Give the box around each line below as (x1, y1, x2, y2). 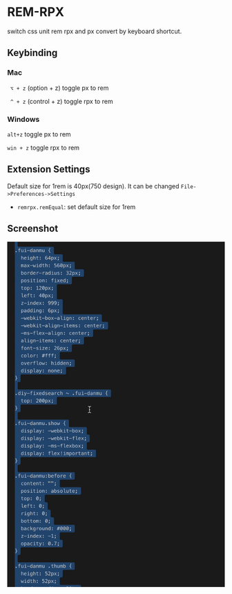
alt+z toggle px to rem (7, 129, 71, 138)
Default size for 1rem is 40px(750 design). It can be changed (7, 181, 180, 190)
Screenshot (7, 223, 59, 235)
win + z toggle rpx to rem (7, 143, 80, 152)
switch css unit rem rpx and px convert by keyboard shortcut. (7, 27, 182, 35)
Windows (7, 114, 40, 124)
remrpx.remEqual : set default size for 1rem (17, 202, 136, 211)
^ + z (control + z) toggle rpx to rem (10, 97, 113, 105)
